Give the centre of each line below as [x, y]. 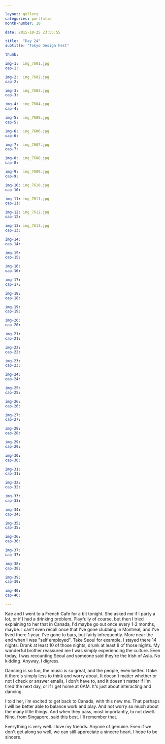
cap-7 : [12, 149]
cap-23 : [13, 366]
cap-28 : [13, 433]
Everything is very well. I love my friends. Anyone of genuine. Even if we [78, 726]
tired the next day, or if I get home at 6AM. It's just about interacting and [78, 686]
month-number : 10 [23, 23]
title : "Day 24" [23, 41]
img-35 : [13, 523]
